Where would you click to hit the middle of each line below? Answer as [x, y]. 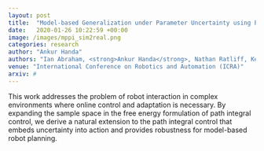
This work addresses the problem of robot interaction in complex [113, 96]
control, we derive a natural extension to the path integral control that [120, 121]
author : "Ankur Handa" [45, 52]
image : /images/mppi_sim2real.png [65, 37]
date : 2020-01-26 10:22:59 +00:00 [68, 30]
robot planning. [33, 138]
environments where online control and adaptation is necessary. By [117, 105]
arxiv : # [22, 74]
